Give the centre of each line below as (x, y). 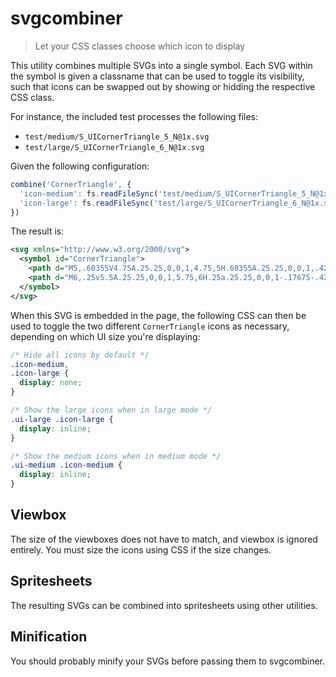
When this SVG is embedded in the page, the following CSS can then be (158, 315)
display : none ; (51, 383)
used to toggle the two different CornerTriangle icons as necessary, (150, 326)
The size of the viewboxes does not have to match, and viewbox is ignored (164, 539)
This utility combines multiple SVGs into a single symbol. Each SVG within (161, 65)
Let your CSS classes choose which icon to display (140, 46)
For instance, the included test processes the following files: (134, 116)
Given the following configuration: (80, 166)
